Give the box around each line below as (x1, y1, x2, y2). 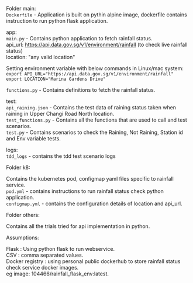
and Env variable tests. (6, 135, 61, 142)
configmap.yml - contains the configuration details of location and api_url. (6, 200, 182, 207)
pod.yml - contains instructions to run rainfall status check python (6, 188, 164, 195)
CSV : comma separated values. (6, 251, 84, 258)
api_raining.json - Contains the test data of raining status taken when (6, 104, 177, 111)
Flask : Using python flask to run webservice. (6, 246, 115, 252)
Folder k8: (6, 164, 30, 171)
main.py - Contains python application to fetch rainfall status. (6, 35, 153, 42)
